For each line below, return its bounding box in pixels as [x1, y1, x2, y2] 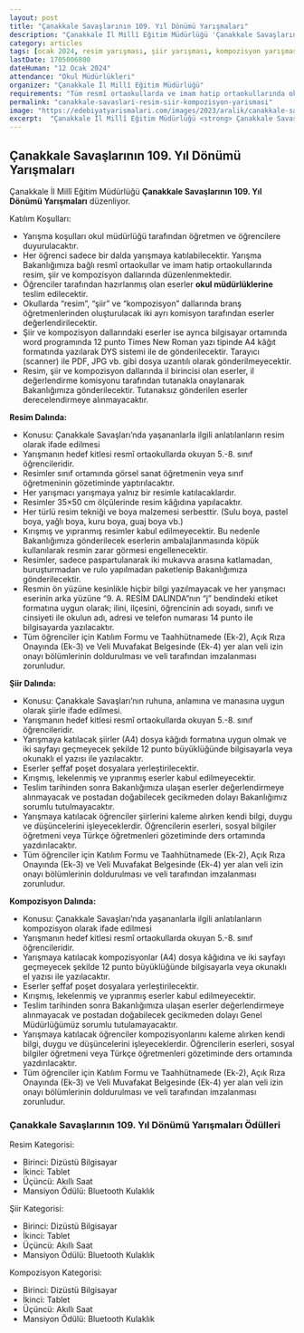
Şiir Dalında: [9, 677, 56, 688]
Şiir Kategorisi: [9, 1204, 64, 1214]
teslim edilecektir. [22, 288, 89, 299]
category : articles [9, 38, 83, 48]
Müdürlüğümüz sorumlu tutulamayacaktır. [22, 1019, 178, 1030]
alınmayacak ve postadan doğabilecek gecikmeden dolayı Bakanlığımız [22, 791, 288, 802]
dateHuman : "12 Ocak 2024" [9, 64, 111, 73]
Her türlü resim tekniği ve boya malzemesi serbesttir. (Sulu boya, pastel [22, 506, 289, 517]
